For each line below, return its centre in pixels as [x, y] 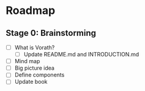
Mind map [27, 61]
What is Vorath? [35, 47]
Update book [31, 82]
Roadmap [31, 11]
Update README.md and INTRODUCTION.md [81, 55]
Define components [39, 75]
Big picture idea [34, 68]
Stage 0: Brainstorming [51, 33]
